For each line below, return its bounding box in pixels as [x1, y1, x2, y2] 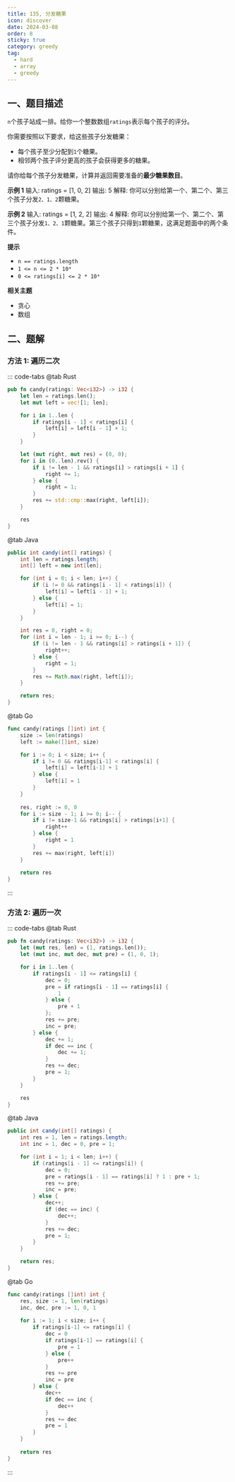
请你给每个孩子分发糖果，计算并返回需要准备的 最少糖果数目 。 [7, 171, 187, 180]
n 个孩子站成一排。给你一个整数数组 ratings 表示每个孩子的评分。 [7, 117, 194, 126]
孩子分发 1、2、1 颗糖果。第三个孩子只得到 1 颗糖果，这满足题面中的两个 [19, 219, 222, 227]
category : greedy [7, 43, 59, 50]
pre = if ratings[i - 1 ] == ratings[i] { [44, 983, 169, 991]
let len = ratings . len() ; [20, 393, 97, 400]
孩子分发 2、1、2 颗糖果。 [13, 195, 83, 203]
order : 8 [7, 30, 33, 37]
